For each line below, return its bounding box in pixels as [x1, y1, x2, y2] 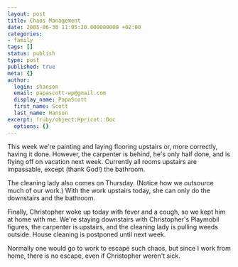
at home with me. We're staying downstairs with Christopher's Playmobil [7, 214, 220, 224]
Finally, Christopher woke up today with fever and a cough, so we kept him [7, 207, 226, 216]
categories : [7, 30, 43, 38]
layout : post [7, 10, 46, 18]
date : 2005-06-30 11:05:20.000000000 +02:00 [7, 23, 141, 31]
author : [7, 76, 31, 84]
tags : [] [7, 43, 33, 50]
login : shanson [13, 83, 59, 90]
